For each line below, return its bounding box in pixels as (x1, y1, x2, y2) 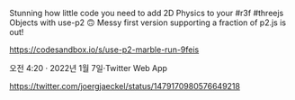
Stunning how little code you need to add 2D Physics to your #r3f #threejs (9, 8, 284, 18)
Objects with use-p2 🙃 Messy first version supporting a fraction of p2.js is (9, 17, 286, 28)
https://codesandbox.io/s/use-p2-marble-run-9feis (9, 44, 200, 55)
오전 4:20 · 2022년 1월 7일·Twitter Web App (9, 63, 168, 73)
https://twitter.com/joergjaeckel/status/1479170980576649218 (9, 81, 241, 91)
